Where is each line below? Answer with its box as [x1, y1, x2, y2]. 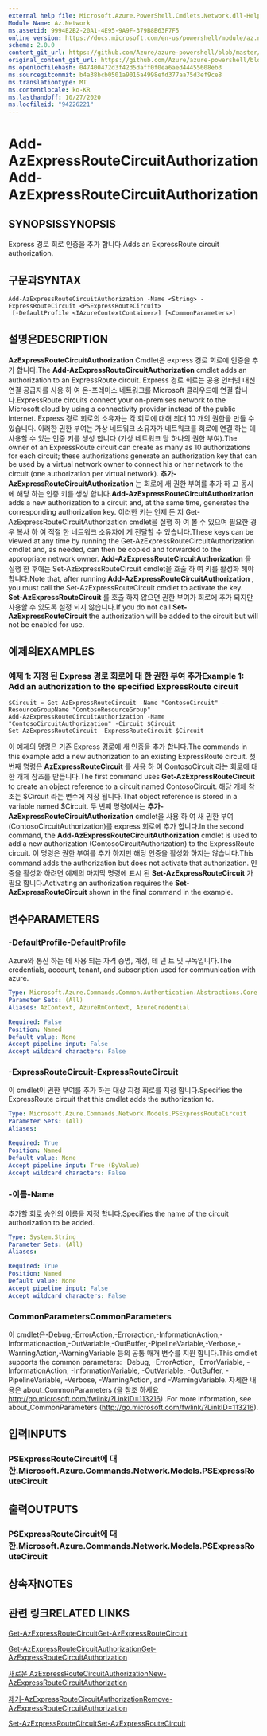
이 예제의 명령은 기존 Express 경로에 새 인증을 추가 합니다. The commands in [8, 742, 248, 751]
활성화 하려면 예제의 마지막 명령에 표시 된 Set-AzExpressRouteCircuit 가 [22, 868, 253, 878]
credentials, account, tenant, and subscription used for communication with [8, 965, 256, 974]
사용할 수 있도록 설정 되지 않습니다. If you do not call [8, 602, 171, 612]
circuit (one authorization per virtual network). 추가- [8, 468, 177, 478]
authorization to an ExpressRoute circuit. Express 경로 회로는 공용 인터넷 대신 [8, 375, 256, 385]
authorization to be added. [8, 1217, 95, 1227]
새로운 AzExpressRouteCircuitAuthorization [8, 1668, 149, 1678]
